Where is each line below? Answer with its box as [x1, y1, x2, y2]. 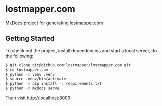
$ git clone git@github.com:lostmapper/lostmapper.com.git [5, 62, 131, 68]
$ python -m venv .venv [5, 72, 55, 77]
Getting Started [5, 34, 55, 43]
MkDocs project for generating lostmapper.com [5, 20, 103, 26]
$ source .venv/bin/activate [5, 76, 66, 82]
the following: [5, 53, 34, 59]
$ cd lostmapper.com [5, 67, 49, 72]
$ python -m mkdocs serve [5, 86, 59, 91]
